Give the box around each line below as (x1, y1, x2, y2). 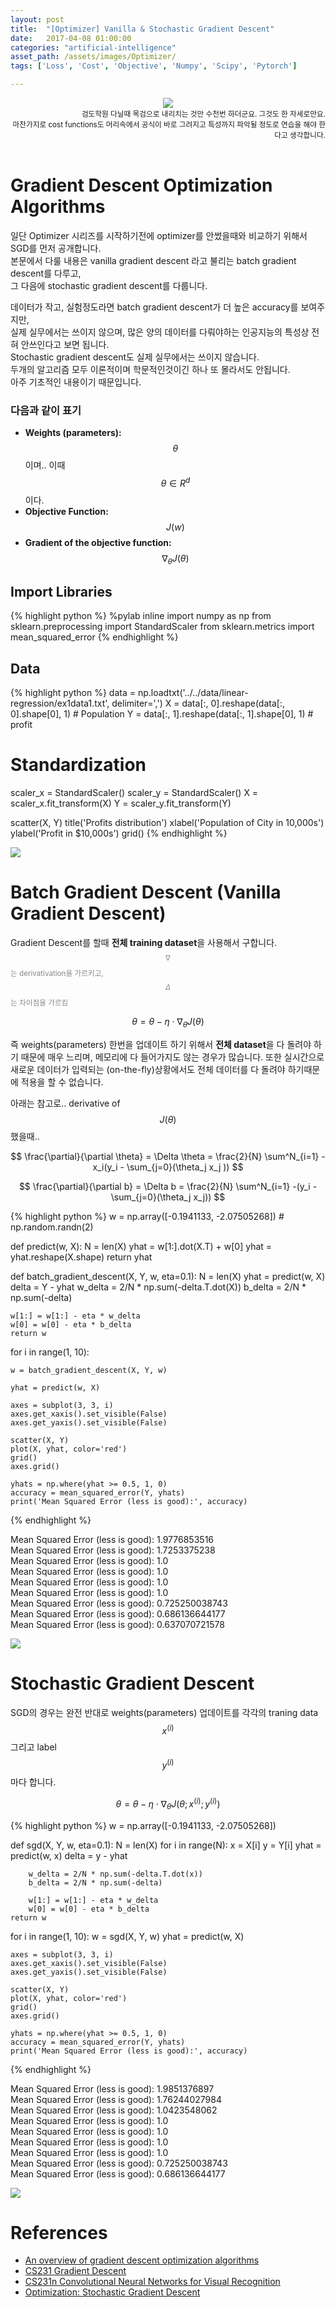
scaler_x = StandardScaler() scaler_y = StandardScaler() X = (10, 787, 259, 799)
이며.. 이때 (24, 459, 66, 471)
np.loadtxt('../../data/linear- (137, 687, 249, 699)
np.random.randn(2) (10, 1221, 94, 1233)
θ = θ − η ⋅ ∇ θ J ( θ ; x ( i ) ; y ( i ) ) (115, 1796, 221, 1812)
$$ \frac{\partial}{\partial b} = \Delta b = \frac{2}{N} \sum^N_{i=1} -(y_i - (18, 1180, 318, 1192)
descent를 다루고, (10, 267, 82, 279)
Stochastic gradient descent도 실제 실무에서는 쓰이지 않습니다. (10, 351, 260, 363)
